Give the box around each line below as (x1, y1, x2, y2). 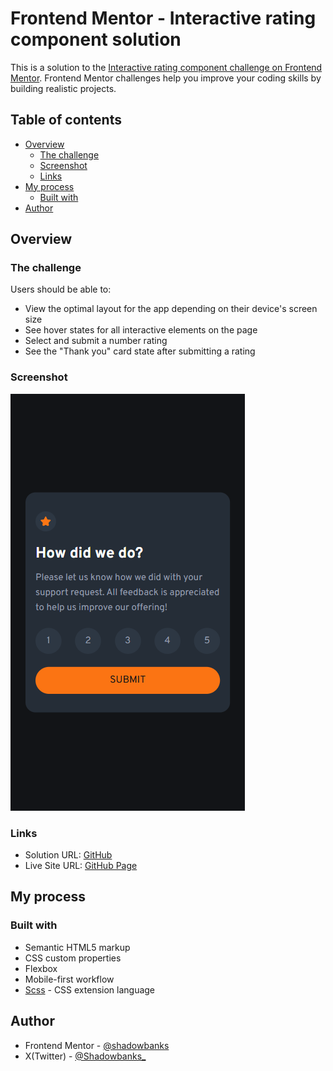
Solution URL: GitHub (24, 849, 113, 861)
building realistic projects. (10, 82, 117, 94)
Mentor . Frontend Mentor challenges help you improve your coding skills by (10, 72, 322, 84)
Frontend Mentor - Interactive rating (10, 7, 317, 30)
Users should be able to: (10, 283, 112, 296)
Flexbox (24, 962, 58, 974)
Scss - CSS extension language (24, 983, 156, 996)
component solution (10, 28, 182, 51)
